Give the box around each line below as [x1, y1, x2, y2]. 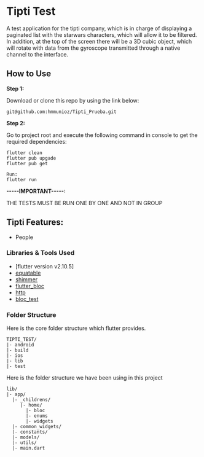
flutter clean [6, 149, 43, 156]
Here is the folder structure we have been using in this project [6, 374, 163, 381]
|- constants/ [12, 429, 48, 436]
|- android [6, 342, 34, 348]
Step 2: [6, 119, 26, 127]
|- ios [6, 353, 23, 359]
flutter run [6, 176, 37, 182]
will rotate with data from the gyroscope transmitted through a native [6, 44, 181, 52]
